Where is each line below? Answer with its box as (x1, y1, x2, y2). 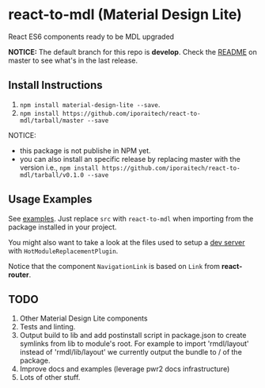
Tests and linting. (19, 322, 76, 332)
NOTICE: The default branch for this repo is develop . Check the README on (8, 47, 257, 56)
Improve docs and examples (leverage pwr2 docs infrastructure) (19, 364, 230, 374)
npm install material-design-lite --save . (19, 99, 161, 109)
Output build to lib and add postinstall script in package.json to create (19, 331, 247, 340)
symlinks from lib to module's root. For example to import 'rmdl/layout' (19, 339, 249, 348)
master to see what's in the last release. (8, 56, 138, 65)
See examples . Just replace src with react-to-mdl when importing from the (8, 213, 254, 223)
